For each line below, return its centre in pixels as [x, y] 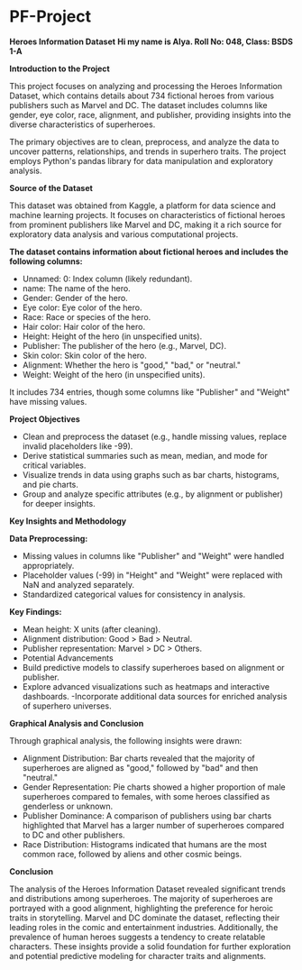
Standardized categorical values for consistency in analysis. [134, 594]
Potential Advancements [68, 658]
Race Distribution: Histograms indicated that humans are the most [145, 844]
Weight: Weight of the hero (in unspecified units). [114, 374]
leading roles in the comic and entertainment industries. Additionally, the [144, 927]
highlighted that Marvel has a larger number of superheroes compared [153, 825]
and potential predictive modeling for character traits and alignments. [138, 956]
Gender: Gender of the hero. [75, 297]
